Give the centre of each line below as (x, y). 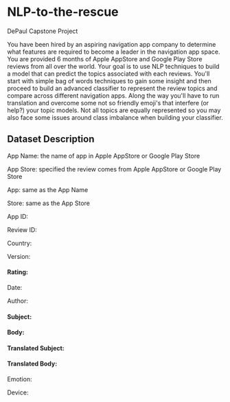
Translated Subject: (36, 348)
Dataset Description (51, 139)
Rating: (18, 272)
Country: (20, 243)
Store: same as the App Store (49, 203)
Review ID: (22, 230)
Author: (18, 301)
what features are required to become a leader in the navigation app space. (114, 52)
